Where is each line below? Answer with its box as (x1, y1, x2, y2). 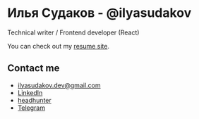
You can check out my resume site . (7, 42, 110, 50)
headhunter (17, 96, 52, 104)
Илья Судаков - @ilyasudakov (7, 5, 192, 21)
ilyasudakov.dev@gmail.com (17, 81, 101, 89)
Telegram (17, 104, 46, 112)
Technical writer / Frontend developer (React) (7, 28, 140, 37)
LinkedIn (17, 88, 43, 96)
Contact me (7, 62, 60, 75)
